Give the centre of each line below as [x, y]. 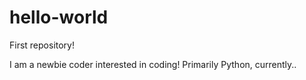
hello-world [59, 17]
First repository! [42, 45]
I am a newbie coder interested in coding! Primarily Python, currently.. [153, 64]
